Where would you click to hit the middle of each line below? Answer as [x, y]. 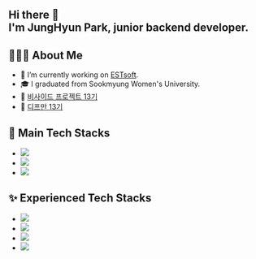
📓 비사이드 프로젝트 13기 [59, 97]
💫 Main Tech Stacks [59, 133]
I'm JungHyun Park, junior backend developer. [129, 28]
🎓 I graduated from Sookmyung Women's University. [110, 84]
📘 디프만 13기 [41, 107]
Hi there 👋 [34, 15]
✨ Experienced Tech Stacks [80, 199]
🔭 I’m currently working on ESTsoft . [79, 75]
